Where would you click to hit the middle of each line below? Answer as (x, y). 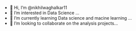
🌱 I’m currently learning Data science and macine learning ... (71, 18)
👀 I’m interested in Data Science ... (44, 13)
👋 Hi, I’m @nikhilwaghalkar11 (38, 8)
